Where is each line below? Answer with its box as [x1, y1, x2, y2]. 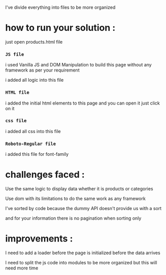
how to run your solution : [5, 22, 116, 33]
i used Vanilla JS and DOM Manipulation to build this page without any [5, 62, 152, 68]
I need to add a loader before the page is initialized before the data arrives [5, 250, 161, 256]
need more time [5, 265, 39, 271]
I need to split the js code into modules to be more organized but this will [5, 260, 157, 265]
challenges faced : [5, 169, 85, 181]
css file [5, 118, 27, 124]
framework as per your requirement [5, 67, 80, 73]
